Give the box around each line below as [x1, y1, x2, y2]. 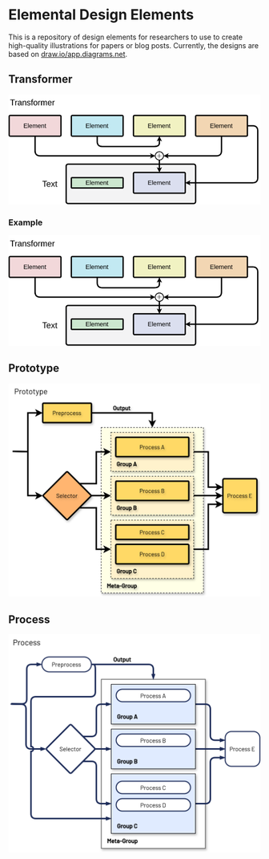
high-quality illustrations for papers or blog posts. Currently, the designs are [8, 40, 259, 50]
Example [8, 217, 43, 228]
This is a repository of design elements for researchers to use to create [8, 32, 243, 42]
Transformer [8, 72, 73, 86]
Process [8, 613, 50, 626]
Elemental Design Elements [8, 6, 195, 24]
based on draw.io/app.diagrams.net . [8, 49, 128, 59]
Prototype [8, 361, 60, 375]
